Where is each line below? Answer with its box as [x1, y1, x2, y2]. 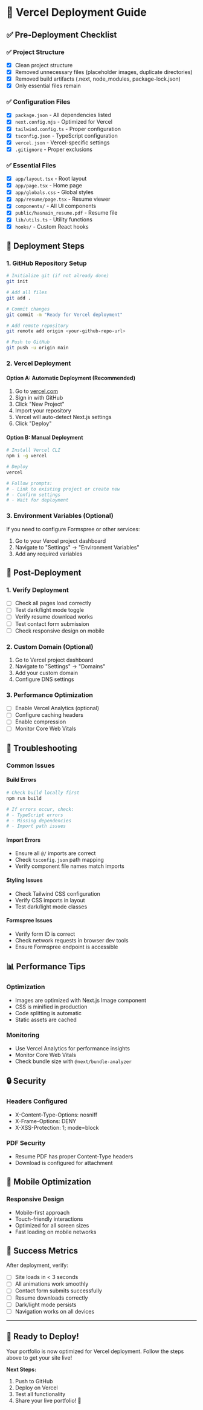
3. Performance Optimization [6, 691, 94, 699]
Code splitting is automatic [14, 1009, 82, 1016]
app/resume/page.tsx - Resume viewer [14, 195, 111, 203]
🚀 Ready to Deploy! [6, 1331, 80, 1342]
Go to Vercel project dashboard [14, 656, 94, 663]
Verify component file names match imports [14, 862, 125, 870]
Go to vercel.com [14, 388, 59, 395]
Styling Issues [6, 876, 43, 884]
